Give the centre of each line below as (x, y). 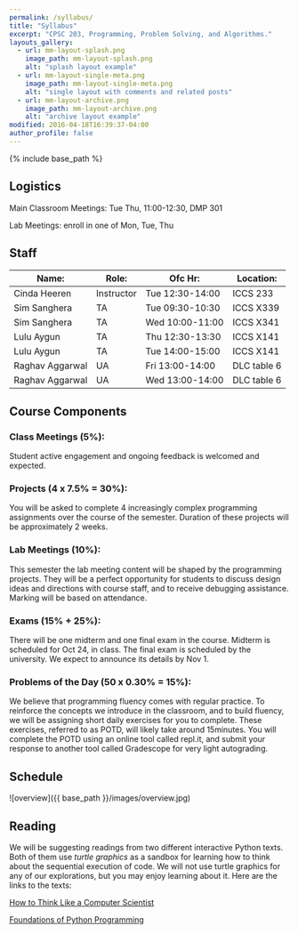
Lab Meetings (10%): (55, 550)
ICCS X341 (256, 322)
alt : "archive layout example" (83, 117)
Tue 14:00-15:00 (183, 350)
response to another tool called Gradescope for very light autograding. (139, 749)
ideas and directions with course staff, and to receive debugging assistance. (149, 588)
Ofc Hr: (184, 278)
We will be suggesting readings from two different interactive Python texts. (146, 847)
